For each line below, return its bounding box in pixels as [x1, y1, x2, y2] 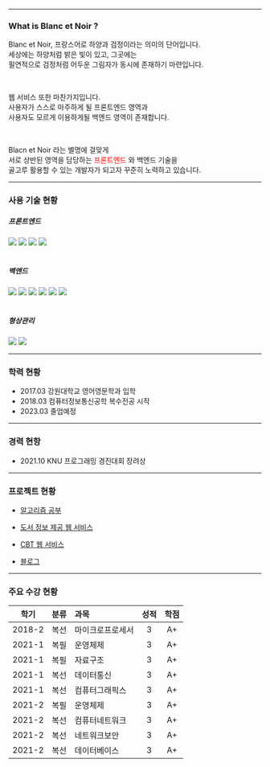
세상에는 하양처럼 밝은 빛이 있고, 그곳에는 [8, 50, 137, 59]
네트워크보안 [74, 730, 120, 741]
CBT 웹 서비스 [19, 539, 64, 549]
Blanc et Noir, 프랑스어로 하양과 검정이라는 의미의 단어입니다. [8, 39, 201, 49]
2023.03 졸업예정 [19, 407, 76, 416]
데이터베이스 [74, 745, 120, 757]
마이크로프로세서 [74, 625, 134, 636]
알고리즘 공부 [19, 506, 62, 515]
